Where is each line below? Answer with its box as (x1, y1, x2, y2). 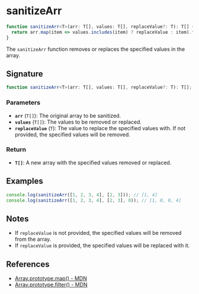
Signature (6, 69, 43, 79)
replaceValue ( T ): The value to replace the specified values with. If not (14, 124, 186, 131)
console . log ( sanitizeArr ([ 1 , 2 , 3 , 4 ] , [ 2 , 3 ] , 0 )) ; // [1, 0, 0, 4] (6, 197, 182, 203)
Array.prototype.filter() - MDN (14, 281, 88, 288)
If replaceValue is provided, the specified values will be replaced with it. (14, 242, 190, 249)
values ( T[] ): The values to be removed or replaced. (14, 118, 142, 125)
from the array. (14, 235, 52, 243)
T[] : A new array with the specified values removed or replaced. (14, 159, 172, 166)
